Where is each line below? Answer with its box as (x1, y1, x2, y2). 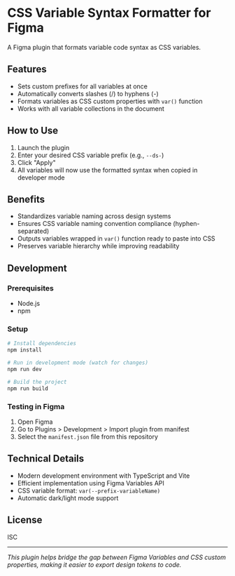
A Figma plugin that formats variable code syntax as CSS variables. (7, 43, 201, 51)
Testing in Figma (7, 401, 65, 411)
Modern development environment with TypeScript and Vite (17, 471, 190, 480)
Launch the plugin (17, 143, 70, 152)
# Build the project (7, 378, 68, 385)
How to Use (7, 125, 59, 137)
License (7, 514, 43, 526)
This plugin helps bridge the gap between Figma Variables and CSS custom (7, 553, 226, 561)
